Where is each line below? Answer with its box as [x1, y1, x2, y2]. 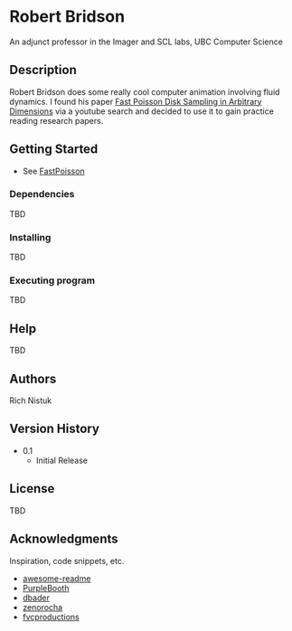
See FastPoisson [22, 165, 85, 176]
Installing [9, 231, 52, 243]
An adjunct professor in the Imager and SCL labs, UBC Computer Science [9, 36, 283, 47]
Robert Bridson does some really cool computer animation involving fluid [9, 86, 280, 97]
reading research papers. [9, 115, 104, 126]
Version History [9, 421, 99, 437]
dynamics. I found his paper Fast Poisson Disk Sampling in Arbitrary [9, 96, 262, 107]
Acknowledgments [9, 532, 119, 547]
